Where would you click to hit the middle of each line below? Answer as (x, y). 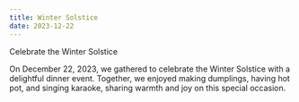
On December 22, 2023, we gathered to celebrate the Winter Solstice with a (149, 69)
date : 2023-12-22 (42, 26)
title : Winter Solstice (54, 17)
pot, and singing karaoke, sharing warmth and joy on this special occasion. (148, 88)
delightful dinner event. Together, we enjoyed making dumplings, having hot (149, 78)
